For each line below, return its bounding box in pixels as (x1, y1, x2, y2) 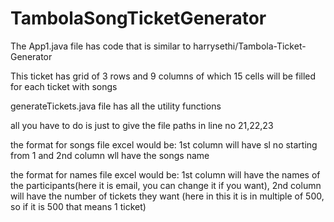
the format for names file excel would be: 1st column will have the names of (10, 168, 321, 181)
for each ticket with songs (10, 80, 118, 92)
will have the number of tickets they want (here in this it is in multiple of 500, (10, 190, 325, 202)
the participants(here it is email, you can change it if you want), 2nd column (10, 179, 322, 191)
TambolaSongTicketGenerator (10, 7, 267, 30)
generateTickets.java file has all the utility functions (10, 100, 222, 112)
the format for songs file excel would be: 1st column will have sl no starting (10, 138, 318, 151)
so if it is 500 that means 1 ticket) (10, 200, 147, 212)
